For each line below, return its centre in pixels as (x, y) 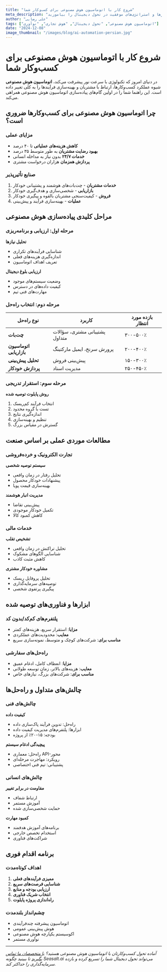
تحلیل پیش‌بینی (24, 360)
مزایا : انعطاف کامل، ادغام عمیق (42, 663)
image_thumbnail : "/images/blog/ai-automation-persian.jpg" (69, 33)
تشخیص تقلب (18, 539)
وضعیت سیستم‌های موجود (37, 281)
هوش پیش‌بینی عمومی (33, 929)
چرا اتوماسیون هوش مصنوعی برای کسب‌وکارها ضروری (81, 113)
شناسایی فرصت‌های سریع (36, 884)
